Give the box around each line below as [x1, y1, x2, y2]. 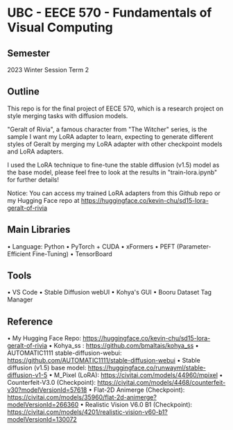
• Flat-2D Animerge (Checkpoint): [88, 386, 185, 394]
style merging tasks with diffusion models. [7, 111, 128, 119]
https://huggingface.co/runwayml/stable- [87, 363, 207, 372]
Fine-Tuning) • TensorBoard [32, 249, 112, 258]
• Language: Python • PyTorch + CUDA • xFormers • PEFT [7, 242, 175, 251]
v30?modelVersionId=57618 [7, 386, 87, 394]
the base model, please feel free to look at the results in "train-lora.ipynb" [7, 168, 218, 176]
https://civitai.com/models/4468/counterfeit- [96, 379, 226, 387]
